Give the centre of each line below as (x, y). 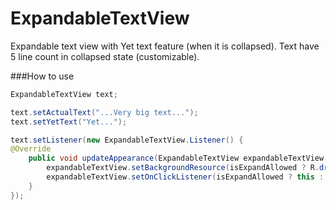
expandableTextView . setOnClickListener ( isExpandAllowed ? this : (185, 177)
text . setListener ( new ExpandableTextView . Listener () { (127, 140)
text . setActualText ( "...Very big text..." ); (104, 112)
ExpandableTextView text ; (64, 94)
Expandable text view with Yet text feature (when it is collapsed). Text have (165, 46)
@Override (31, 149)
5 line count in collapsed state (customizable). (105, 56)
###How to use (42, 76)
